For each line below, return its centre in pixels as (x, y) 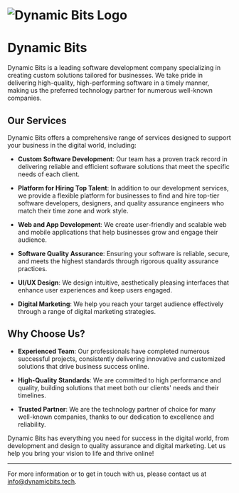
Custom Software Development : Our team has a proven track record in (122, 159)
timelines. (32, 395)
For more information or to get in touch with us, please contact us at (107, 474)
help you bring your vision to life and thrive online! (81, 453)
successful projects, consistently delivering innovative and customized (121, 359)
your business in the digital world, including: (72, 145)
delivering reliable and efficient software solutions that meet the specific (123, 166)
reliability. (32, 424)
